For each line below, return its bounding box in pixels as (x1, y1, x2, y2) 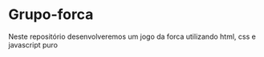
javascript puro (8, 40, 59, 49)
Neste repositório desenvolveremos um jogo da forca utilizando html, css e (8, 32, 257, 41)
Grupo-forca (8, 6, 94, 24)
